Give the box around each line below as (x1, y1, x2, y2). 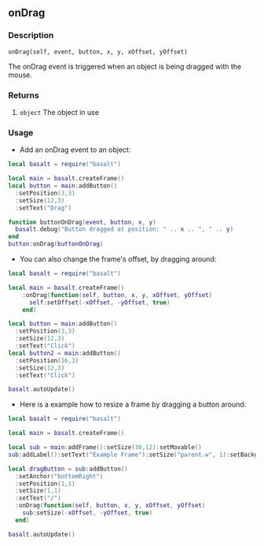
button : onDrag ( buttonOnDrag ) (8, 240, 104, 248)
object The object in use (19, 107, 100, 117)
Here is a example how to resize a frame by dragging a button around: (19, 399, 247, 409)
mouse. (8, 70, 33, 80)
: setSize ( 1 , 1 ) (15, 487, 61, 495)
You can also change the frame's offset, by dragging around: (19, 254, 217, 264)
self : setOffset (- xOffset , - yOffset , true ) (28, 299, 170, 306)
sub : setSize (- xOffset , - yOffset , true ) (22, 509, 153, 517)
